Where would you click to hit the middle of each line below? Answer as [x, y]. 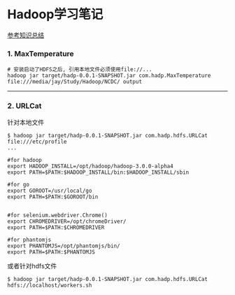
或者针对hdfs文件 [32, 266]
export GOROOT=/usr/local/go [50, 191]
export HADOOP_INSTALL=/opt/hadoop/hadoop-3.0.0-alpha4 [90, 166]
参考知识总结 [26, 35]
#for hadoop [24, 160]
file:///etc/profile [37, 142]
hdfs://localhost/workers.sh [50, 285]
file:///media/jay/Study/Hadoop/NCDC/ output [74, 82]
